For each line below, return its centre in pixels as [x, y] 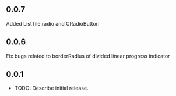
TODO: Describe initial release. [51, 88]
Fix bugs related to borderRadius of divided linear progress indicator [88, 56]
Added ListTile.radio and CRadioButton [52, 23]
